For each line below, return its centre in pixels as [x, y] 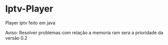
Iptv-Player [29, 9]
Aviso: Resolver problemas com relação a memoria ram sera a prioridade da [84, 32]
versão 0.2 [16, 38]
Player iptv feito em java [30, 23]
